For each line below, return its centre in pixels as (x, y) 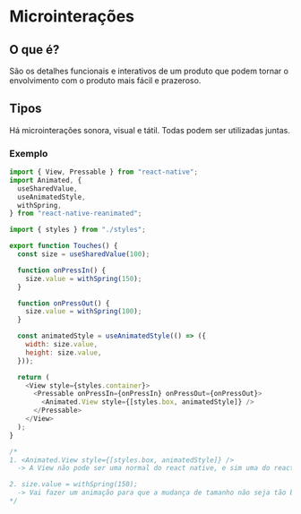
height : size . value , (64, 352)
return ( (34, 377)
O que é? (34, 50)
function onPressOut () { (64, 303)
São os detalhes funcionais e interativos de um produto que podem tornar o (149, 71)
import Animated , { (46, 180)
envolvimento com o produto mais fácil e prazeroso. (105, 81)
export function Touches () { (64, 246)
